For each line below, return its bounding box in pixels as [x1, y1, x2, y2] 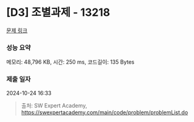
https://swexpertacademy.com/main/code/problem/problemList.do [21, 109, 189, 116]
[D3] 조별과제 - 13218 [6, 5, 110, 19]
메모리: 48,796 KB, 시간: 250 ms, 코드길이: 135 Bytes [6, 58, 135, 66]
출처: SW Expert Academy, [21, 101, 87, 109]
